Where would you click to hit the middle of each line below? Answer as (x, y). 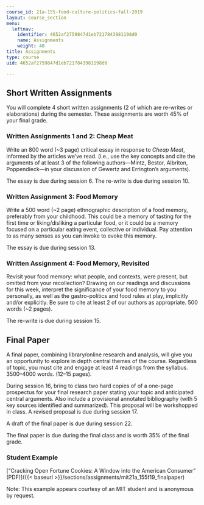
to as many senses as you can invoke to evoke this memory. (82, 236)
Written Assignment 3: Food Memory (62, 197)
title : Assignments (31, 52)
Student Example (32, 457)
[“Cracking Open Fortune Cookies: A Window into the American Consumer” (101, 471)
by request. (21, 496)
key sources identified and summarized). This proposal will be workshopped (102, 405)
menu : (13, 23)
